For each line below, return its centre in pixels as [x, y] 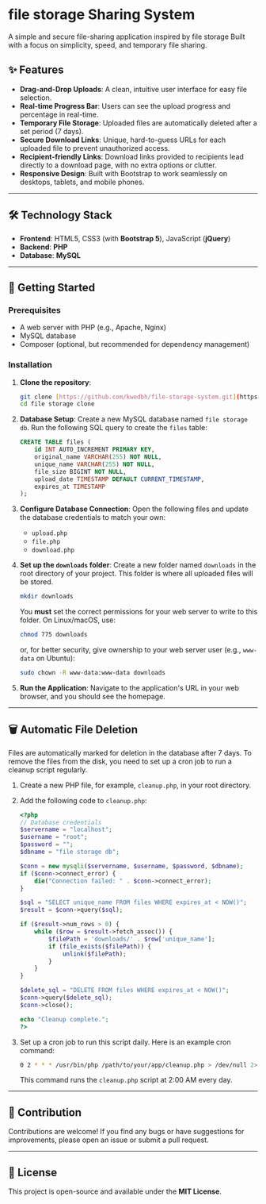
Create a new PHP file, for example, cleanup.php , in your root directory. [135, 785]
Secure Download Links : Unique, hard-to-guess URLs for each [123, 140]
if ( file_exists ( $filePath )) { [100, 946]
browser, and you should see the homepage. [93, 696]
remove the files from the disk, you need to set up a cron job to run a [120, 761]
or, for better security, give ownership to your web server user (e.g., [130, 650]
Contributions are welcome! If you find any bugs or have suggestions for [126, 1132]
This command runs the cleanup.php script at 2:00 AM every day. [126, 1080]
